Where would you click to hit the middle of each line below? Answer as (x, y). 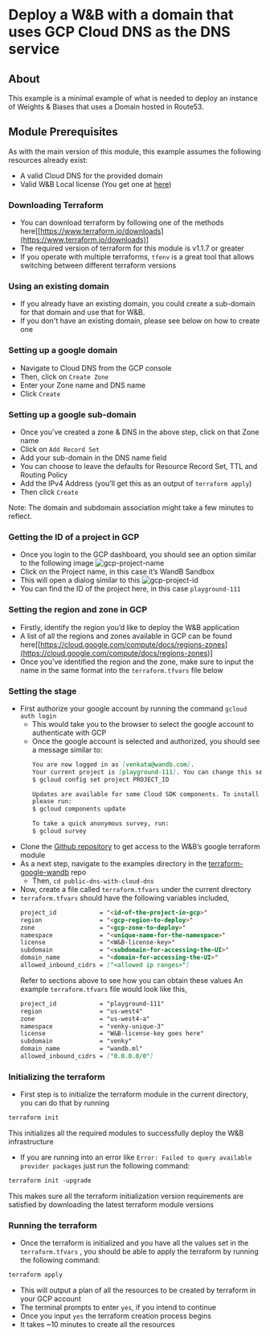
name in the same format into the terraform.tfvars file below (121, 670)
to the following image (57, 563)
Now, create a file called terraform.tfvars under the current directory (135, 889)
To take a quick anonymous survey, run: (100, 824)
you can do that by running (65, 1103)
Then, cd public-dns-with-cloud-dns (93, 881)
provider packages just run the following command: (105, 1166)
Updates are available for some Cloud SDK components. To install (145, 794)
